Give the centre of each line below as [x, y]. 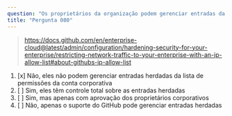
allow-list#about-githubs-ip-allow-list [78, 62]
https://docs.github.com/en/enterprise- [81, 40]
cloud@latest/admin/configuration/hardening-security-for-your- [116, 47]
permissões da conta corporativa [65, 83]
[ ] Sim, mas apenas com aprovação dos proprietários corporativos [113, 97]
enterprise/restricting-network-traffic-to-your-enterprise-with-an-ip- [123, 55]
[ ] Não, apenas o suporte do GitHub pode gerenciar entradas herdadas [119, 105]
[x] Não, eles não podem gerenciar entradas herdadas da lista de [110, 75]
